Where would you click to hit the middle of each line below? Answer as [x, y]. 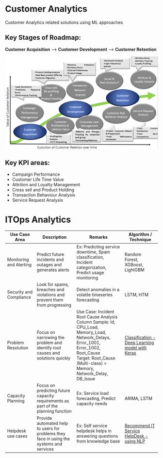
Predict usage [90, 272]
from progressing [54, 305]
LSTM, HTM [137, 294]
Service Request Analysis [37, 200]
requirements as [53, 401]
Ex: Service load [93, 393]
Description [55, 237]
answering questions [97, 436]
